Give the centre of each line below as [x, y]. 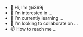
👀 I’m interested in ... [31, 13]
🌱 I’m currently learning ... [37, 18]
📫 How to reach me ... [33, 29]
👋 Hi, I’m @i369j [27, 8]
